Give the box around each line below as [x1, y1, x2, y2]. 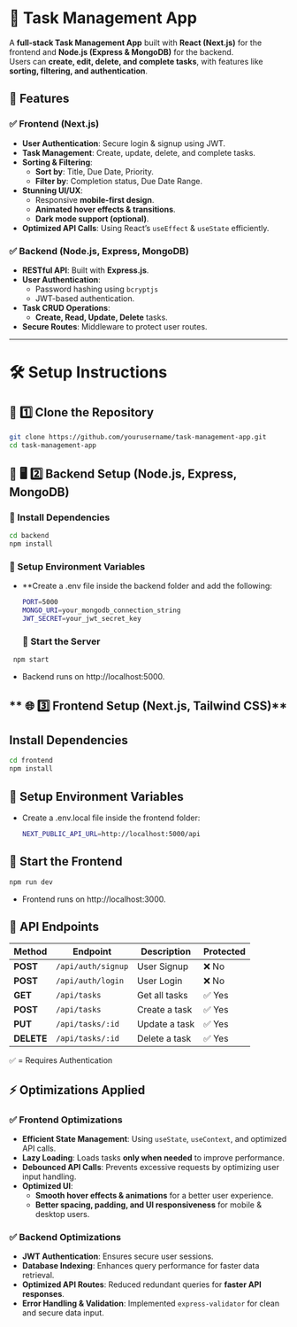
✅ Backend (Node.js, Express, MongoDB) [9, 244, 190, 257]
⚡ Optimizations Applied [9, 1083, 146, 1098]
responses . [21, 1289, 65, 1300]
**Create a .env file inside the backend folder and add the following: [21, 580, 272, 592]
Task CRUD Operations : [21, 302, 110, 313]
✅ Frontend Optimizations [9, 1114, 123, 1126]
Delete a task [136, 1032, 192, 1044]
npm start [12, 656, 49, 664]
